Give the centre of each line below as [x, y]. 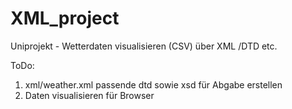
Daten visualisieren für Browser [89, 95]
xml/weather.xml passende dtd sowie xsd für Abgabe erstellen [153, 84]
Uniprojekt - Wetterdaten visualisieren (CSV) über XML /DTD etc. [144, 46]
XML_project [65, 18]
